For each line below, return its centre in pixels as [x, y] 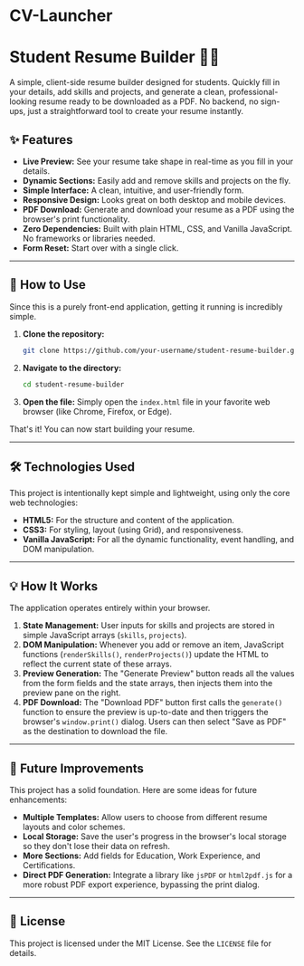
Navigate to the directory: [72, 368]
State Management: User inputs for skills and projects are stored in [148, 626]
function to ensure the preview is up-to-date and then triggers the [145, 713]
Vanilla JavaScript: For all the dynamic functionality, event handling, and [158, 540]
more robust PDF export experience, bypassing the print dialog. [141, 885]
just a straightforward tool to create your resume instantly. [136, 111]
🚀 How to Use [47, 285]
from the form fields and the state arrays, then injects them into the [147, 684]
